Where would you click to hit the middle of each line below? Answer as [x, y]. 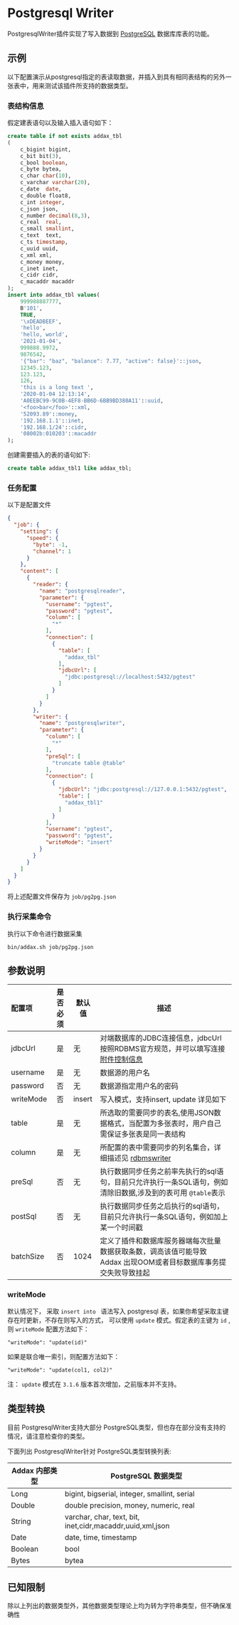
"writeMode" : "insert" [79, 842]
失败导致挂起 [129, 1273]
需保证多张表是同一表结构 [143, 1134]
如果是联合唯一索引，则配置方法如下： [63, 1356]
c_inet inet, [39, 268]
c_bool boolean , [44, 163]
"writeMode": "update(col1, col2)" [60, 1370]
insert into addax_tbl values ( [54, 295]
